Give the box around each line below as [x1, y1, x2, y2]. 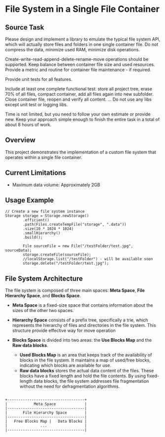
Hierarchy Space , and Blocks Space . [5, 293, 81, 299]
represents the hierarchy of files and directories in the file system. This [12, 322, 156, 328]
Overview [5, 136, 36, 144]
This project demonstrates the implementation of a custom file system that [5, 149, 157, 155]
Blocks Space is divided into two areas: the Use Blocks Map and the [12, 337, 152, 343]
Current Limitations [5, 169, 66, 177]
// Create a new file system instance [5, 209, 85, 214]
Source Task [5, 23, 44, 32]
